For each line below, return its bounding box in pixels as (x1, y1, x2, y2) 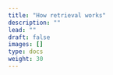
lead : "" (8, 26, 37, 34)
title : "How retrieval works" (8, 11, 107, 20)
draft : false (8, 33, 51, 41)
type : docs (8, 48, 44, 55)
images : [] (8, 41, 44, 48)
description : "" (8, 19, 61, 27)
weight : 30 (8, 55, 44, 63)
